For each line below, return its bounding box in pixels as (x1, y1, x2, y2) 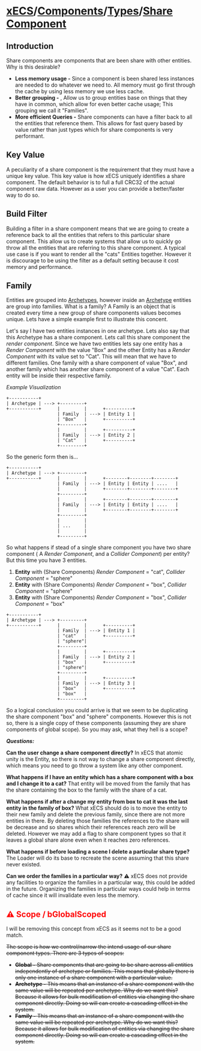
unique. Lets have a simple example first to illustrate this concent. (6, 316, 168, 323)
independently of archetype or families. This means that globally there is (14, 967, 194, 975)
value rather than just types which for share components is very (14, 126, 173, 133)
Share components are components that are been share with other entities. (6, 57, 192, 64)
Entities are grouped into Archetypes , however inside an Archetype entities (6, 297, 192, 304)
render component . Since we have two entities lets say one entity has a (6, 340, 183, 347)
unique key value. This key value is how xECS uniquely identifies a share (6, 172, 185, 179)
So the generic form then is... (6, 453, 79, 461)
